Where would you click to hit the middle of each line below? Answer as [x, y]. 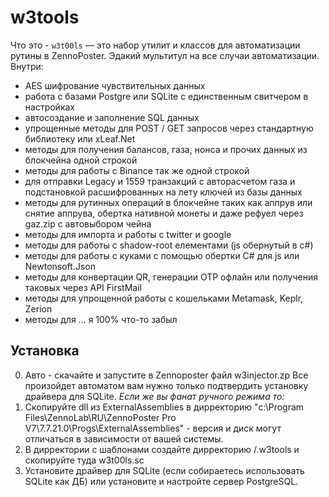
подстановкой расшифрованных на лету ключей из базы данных [163, 192]
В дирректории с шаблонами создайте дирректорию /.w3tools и [162, 449]
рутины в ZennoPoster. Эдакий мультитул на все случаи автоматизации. [165, 55]
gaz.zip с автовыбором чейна [88, 223]
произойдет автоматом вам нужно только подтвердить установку [166, 385]
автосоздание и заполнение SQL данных [112, 117]
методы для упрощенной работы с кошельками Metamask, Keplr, [164, 298]
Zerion [38, 308]
